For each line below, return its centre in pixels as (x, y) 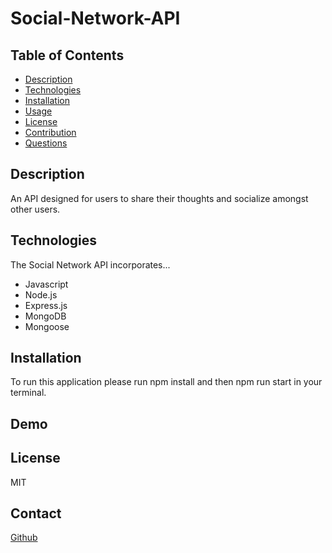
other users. (35, 209)
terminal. (28, 393)
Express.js (46, 305)
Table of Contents (67, 55)
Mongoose (47, 326)
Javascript (46, 284)
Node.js (41, 294)
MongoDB (45, 316)
